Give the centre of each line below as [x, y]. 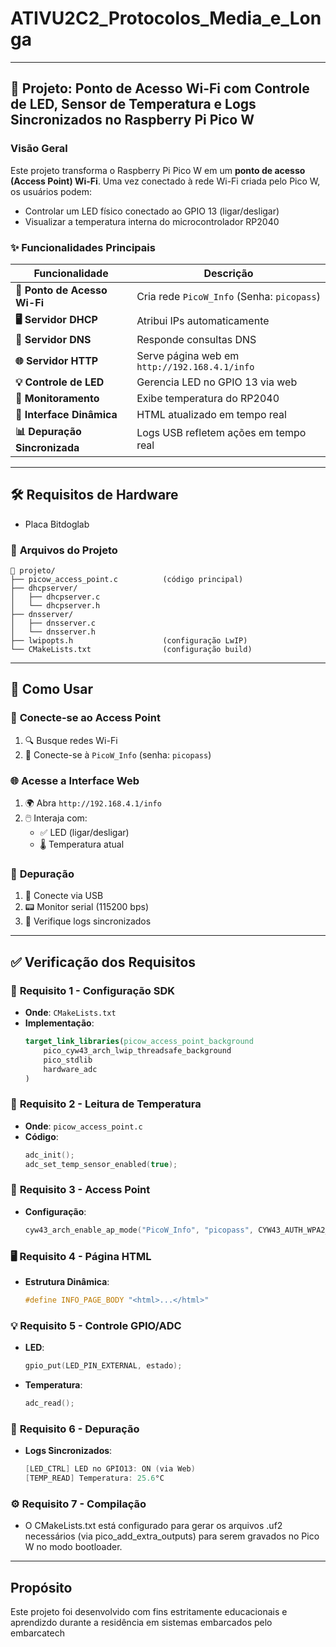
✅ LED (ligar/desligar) [84, 833]
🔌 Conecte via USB [64, 896]
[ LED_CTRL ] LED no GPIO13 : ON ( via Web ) [110, 1469]
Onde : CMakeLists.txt [70, 1012]
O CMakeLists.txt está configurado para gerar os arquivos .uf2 [153, 1526]
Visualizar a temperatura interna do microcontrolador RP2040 [152, 221]
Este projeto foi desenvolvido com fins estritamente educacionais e [149, 1611]
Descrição [228, 273]
